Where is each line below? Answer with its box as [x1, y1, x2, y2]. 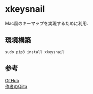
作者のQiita [5, 83, 27, 89]
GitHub [5, 77, 20, 83]
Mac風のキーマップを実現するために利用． [5, 20, 92, 26]
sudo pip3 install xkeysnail [5, 49, 65, 55]
